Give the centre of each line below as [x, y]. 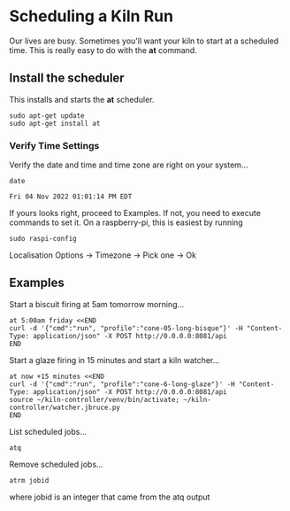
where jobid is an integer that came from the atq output [110, 497]
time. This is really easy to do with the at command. [103, 50]
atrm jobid [29, 480]
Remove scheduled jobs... [56, 464]
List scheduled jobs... [48, 431]
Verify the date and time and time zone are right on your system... [129, 165]
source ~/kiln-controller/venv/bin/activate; [94, 399]
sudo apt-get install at [55, 123]
